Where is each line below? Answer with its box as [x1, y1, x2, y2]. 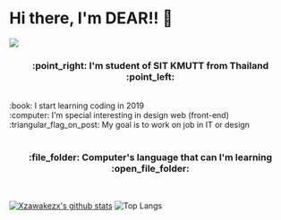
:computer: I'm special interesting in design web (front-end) [9, 110, 230, 121]
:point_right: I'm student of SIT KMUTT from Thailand [31, 59, 269, 72]
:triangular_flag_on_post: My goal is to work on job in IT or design [9, 120, 251, 131]
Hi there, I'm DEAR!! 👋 [9, 8, 174, 29]
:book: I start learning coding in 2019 [9, 100, 145, 111]
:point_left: [125, 71, 175, 83]
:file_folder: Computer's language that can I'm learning [28, 151, 273, 164]
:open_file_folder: [111, 163, 190, 175]
